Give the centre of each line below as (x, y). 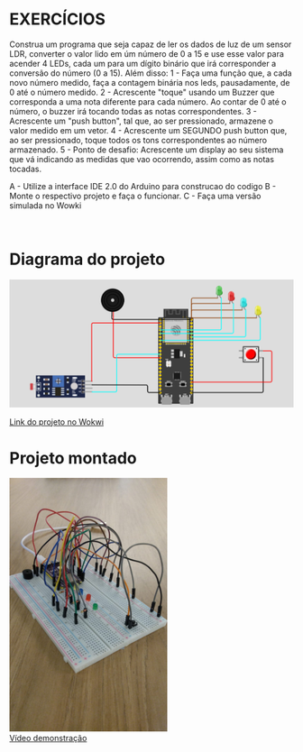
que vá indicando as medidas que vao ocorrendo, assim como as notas (142, 159)
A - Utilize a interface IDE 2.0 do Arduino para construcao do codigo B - (143, 186)
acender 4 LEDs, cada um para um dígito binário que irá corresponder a (143, 63)
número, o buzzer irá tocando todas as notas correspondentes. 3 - (133, 111)
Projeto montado (73, 458)
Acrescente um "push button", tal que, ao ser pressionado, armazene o (141, 121)
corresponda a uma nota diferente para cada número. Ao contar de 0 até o (148, 101)
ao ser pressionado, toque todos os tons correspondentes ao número (138, 140)
